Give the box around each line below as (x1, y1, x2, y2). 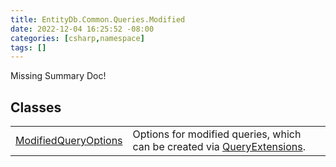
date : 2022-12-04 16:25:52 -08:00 (10, 24, 155, 34)
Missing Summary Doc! (10, 70, 107, 82)
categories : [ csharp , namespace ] (10, 33, 145, 43)
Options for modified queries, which (132, 127, 302, 141)
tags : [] (10, 42, 47, 53)
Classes (10, 99, 62, 116)
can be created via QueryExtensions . (132, 140, 307, 154)
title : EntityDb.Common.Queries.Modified (10, 14, 186, 25)
